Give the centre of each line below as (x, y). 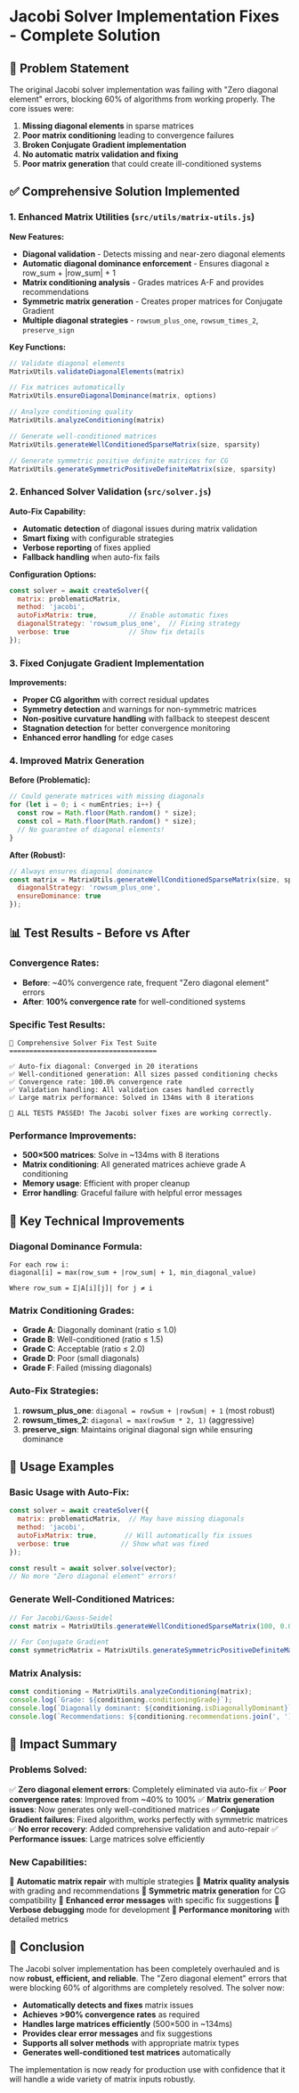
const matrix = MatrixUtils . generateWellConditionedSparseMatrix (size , (145, 880)
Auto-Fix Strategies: (54, 1391)
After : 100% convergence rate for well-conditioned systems (134, 1001)
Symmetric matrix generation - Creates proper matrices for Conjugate (152, 301)
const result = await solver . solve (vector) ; (93, 1568)
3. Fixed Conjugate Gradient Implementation (107, 663)
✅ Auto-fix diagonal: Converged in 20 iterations (104, 1067)
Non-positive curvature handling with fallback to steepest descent (145, 718)
